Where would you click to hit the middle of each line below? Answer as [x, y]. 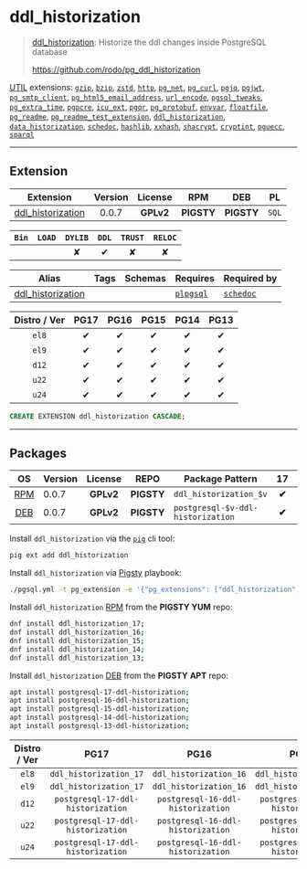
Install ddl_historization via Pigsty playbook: [95, 573]
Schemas [145, 278]
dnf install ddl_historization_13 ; [77, 658]
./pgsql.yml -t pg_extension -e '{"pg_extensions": [110, 590]
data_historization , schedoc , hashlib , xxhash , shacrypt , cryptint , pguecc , [147, 126]
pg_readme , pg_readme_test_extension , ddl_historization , [117, 116]
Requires [195, 278]
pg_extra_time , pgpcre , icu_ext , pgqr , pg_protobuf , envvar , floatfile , [139, 106]
